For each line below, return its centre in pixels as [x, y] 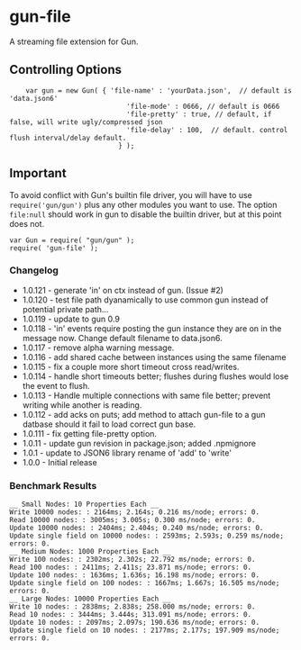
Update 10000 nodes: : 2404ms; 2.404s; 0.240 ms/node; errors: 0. [137, 528]
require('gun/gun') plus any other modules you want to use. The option [143, 204]
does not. [27, 223]
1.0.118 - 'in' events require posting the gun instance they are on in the [152, 328]
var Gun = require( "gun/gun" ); [72, 240]
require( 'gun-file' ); [54, 248]
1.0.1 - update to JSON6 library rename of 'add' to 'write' [127, 453]
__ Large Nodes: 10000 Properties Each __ [90, 599]
